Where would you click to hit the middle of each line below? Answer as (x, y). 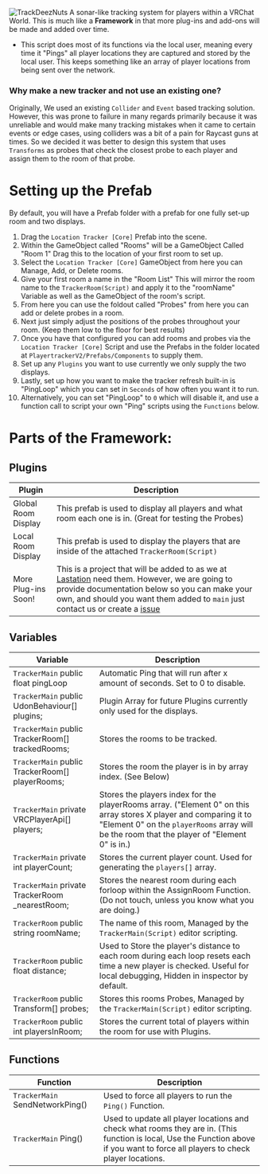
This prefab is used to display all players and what (150, 508)
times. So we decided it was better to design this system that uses (117, 142)
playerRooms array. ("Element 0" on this (174, 804)
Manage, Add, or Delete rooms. (72, 271)
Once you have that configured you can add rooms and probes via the (136, 339)
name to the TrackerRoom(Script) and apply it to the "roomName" (128, 288)
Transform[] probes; (51, 1009)
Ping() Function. (134, 1106)
